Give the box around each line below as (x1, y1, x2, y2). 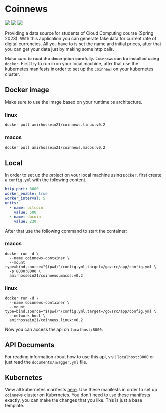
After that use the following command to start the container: (5, 228, 127, 234)
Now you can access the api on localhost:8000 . (5, 326, 103, 332)
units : (5, 200, 19, 205)
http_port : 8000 (5, 187, 39, 192)
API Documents (5, 341, 55, 349)
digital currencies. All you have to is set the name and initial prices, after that (5, 41, 161, 47)
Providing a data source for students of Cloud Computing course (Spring (5, 30, 154, 36)
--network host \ (9, 313, 46, 318)
